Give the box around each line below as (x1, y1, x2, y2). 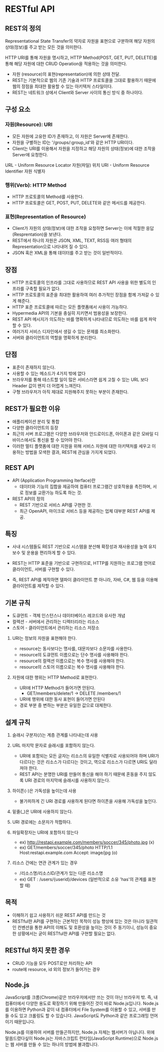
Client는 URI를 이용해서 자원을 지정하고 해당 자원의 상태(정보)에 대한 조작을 (12, 146, 156, 151)
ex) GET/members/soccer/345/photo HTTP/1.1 (19, 844, 113, 850)
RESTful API (5, 3, 55, 15)
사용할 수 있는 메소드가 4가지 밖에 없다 (12, 370, 86, 376)
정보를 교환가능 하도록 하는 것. (24, 489, 82, 496)
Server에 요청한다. (12, 151, 48, 157)
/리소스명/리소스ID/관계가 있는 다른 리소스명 (19, 870, 103, 876)
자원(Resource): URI (5, 121, 53, 128)
